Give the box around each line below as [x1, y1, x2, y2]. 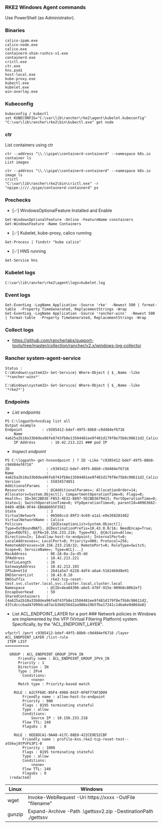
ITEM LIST [7, 639, 27, 644]
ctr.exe [5, 64, 21, 68]
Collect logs [5, 327, 34, 333]
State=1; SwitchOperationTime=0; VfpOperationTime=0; [5, 500, 116, 505]
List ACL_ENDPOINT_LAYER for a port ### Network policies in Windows [12, 611, 156, 617]
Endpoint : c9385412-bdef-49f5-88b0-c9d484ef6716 [5, 427, 125, 432]
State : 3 [5, 509, 53, 514]
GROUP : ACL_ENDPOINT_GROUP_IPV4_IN [9, 652, 83, 657]
